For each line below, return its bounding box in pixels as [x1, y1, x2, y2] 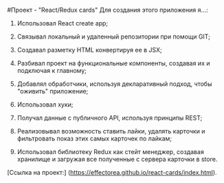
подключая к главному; [16, 67, 87, 74]
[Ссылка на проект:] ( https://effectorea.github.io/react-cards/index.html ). [7, 169, 218, 176]
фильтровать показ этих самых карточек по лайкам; [16, 134, 172, 142]
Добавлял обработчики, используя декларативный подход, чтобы [16, 80, 212, 88]
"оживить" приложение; [16, 87, 89, 95]
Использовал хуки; [16, 100, 74, 109]
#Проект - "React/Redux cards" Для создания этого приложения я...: [7, 6, 208, 14]
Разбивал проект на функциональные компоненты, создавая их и [16, 59, 211, 67]
